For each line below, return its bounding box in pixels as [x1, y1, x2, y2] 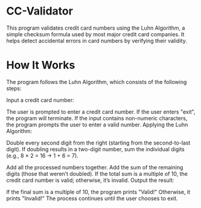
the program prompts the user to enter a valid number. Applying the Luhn [6, 121, 188, 128]
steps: [6, 85, 22, 92]
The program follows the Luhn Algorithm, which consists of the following [6, 78, 187, 85]
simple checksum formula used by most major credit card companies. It [6, 30, 185, 37]
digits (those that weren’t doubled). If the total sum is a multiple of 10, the [6, 170, 188, 177]
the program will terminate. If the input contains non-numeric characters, [6, 114, 188, 122]
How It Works [6, 59, 75, 72]
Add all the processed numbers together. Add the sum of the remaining [6, 163, 183, 171]
